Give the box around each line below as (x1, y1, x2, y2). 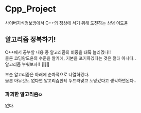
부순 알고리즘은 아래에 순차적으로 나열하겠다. (5, 71, 90, 77)
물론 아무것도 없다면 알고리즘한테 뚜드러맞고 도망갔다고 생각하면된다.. (5, 77, 136, 83)
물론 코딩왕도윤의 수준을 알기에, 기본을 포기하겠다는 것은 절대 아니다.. (5, 55, 136, 61)
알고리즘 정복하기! (5, 35, 56, 44)
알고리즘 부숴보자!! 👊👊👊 (5, 61, 50, 67)
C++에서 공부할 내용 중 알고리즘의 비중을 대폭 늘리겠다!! (5, 49, 111, 55)
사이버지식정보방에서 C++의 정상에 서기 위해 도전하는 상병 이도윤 (5, 20, 128, 26)
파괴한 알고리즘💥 (5, 91, 43, 98)
